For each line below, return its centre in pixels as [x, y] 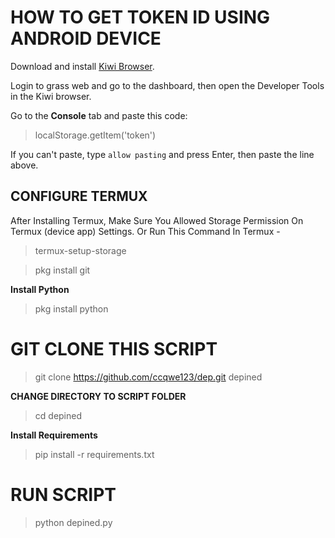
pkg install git [62, 270]
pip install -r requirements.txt [94, 454]
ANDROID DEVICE [86, 38]
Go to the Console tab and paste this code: [99, 115]
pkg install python [71, 308]
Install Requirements [54, 435]
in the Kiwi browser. [51, 96]
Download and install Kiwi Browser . [82, 66]
